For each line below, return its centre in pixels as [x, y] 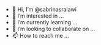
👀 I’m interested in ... [38, 16]
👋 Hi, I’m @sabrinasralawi [44, 9]
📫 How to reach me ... [40, 36]
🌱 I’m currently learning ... [45, 22]
